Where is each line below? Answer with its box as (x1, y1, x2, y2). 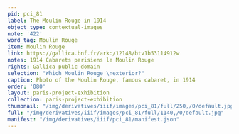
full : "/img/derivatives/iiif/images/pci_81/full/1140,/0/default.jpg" (7, 109, 224, 116)
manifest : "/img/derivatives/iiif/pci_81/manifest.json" (7, 116, 180, 123)
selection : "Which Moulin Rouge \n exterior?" (7, 69, 144, 77)
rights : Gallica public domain (7, 63, 100, 70)
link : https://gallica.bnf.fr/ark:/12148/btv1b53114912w (7, 50, 180, 57)
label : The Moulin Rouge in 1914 (7, 17, 107, 24)
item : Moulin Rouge (7, 43, 65, 50)
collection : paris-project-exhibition (7, 96, 122, 104)
